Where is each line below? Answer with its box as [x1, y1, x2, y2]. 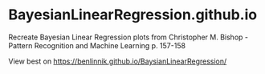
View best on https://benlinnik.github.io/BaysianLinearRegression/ [8, 56, 227, 66]
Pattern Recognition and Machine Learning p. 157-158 [8, 40, 186, 50]
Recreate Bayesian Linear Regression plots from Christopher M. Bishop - [8, 32, 249, 42]
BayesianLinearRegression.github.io [8, 6, 258, 24]
